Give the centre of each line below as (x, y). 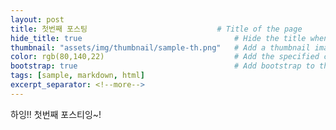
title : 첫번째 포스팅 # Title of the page (156, 29)
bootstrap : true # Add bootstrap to (162, 66)
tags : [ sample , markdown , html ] (77, 76)
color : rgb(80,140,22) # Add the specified (165, 57)
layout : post (37, 19)
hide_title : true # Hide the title (158, 38)
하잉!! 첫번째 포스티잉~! (56, 114)
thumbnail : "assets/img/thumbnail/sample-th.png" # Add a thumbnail (160, 47)
